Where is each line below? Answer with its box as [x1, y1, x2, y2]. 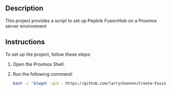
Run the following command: [12, 71, 73, 77]
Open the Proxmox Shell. [12, 61, 65, 67]
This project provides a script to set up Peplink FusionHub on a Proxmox [5, 17, 157, 23]
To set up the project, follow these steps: [5, 51, 91, 57]
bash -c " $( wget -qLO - [12, 81, 64, 86]
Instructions [5, 38, 45, 46]
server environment [5, 23, 47, 29]
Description [5, 4, 43, 13]
